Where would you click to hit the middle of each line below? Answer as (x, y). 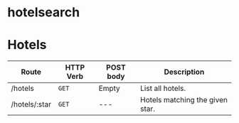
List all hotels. (163, 88)
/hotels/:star (31, 105)
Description (184, 72)
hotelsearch (44, 12)
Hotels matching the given (184, 100)
